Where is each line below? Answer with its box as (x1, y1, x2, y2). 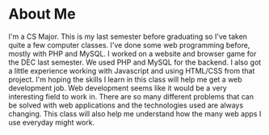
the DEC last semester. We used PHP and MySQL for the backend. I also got (8, 57, 262, 67)
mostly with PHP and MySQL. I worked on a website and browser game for (8, 49, 257, 58)
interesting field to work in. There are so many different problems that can (8, 91, 254, 101)
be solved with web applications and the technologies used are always (8, 100, 244, 110)
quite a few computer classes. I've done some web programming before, (8, 40, 250, 49)
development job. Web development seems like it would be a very (8, 82, 228, 93)
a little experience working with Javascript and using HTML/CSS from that (8, 65, 255, 75)
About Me (8, 5, 76, 23)
